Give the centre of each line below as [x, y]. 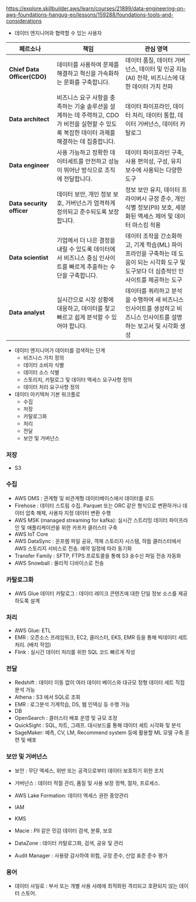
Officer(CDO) [28, 77]
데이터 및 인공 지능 [163, 69]
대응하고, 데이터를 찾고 [86, 308]
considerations [24, 21]
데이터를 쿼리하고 [148, 291]
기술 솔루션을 [92, 106]
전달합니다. [78, 179]
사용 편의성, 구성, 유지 [153, 161]
